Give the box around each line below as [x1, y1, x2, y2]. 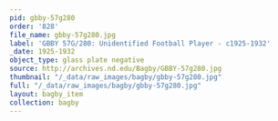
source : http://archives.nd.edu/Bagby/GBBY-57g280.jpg [9, 65, 222, 74]
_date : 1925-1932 [9, 47, 76, 56]
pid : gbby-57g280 [9, 13, 76, 23]
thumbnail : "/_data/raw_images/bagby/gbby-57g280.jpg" [9, 73, 222, 82]
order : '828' [9, 22, 59, 31]
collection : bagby [9, 97, 79, 107]
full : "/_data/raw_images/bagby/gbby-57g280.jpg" [9, 81, 202, 90]
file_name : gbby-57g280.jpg [9, 30, 117, 39]
